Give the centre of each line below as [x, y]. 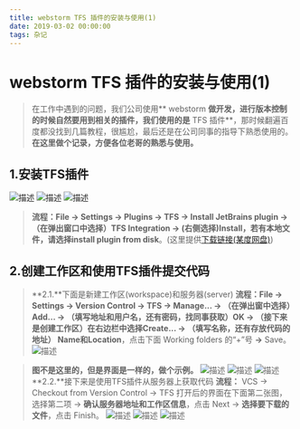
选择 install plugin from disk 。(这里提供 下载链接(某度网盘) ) [164, 240]
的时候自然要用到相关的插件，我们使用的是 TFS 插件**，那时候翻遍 [156, 120]
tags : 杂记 [28, 34]
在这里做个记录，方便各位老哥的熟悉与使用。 [115, 143]
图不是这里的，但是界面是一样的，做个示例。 [115, 370]
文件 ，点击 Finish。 [67, 415]
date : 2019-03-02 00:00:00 [60, 26]
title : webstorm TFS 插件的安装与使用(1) [83, 18]
